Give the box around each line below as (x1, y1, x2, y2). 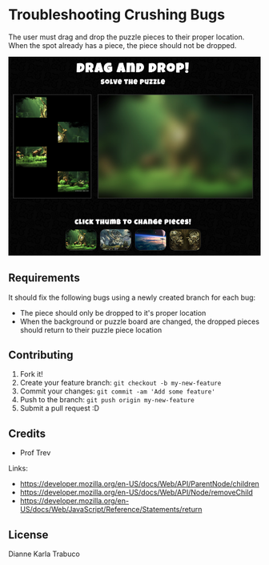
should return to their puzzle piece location (19, 325, 163, 334)
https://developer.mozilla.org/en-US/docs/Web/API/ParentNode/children (19, 479, 260, 489)
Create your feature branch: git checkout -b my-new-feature (19, 378, 222, 388)
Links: (8, 463, 28, 474)
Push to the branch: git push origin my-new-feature (19, 395, 195, 405)
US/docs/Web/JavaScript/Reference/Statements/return (19, 505, 203, 515)
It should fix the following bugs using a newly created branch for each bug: (8, 293, 256, 302)
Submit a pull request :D (19, 403, 100, 414)
